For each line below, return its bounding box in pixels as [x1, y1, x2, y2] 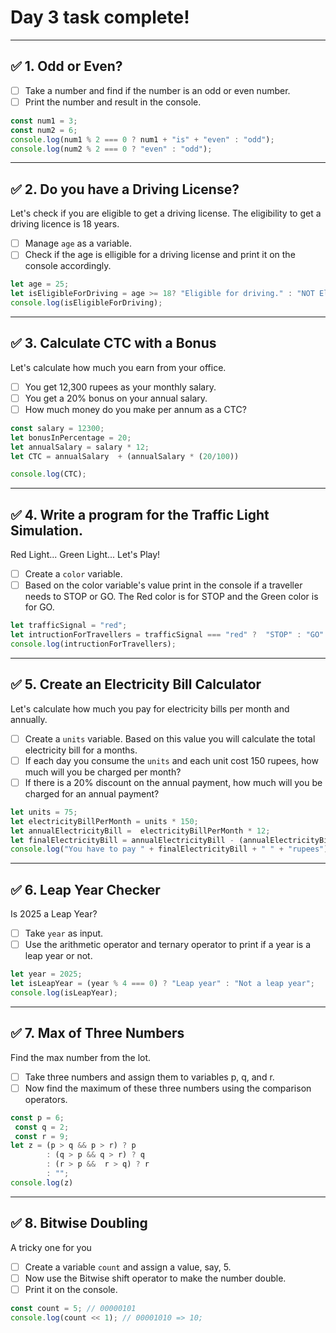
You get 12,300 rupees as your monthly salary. [24, 381, 217, 393]
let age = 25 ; [10, 279, 70, 290]
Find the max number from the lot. [10, 1051, 152, 1063]
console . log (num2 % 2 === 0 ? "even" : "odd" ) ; [10, 144, 213, 154]
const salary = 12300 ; [10, 423, 105, 433]
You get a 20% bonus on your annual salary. [24, 392, 208, 404]
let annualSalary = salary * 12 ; [10, 442, 150, 452]
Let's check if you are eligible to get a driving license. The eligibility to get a [10, 207, 322, 220]
